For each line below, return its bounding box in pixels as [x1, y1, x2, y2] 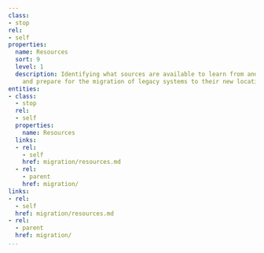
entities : [8, 84, 41, 93]
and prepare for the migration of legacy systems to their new [22, 77, 234, 85]
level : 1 [15, 63, 44, 71]
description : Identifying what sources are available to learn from [15, 70, 244, 78]
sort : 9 [15, 56, 41, 64]
